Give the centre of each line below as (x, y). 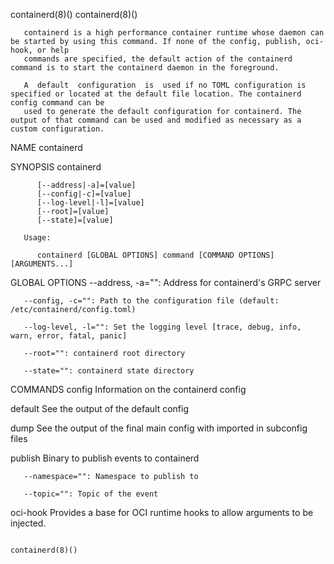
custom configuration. (57, 129)
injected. (28, 523)
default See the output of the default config (100, 408)
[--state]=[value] (75, 220)
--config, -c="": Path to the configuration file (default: (151, 301)
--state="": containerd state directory (109, 371)
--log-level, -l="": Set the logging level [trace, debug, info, (162, 327)
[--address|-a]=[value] (86, 185)
